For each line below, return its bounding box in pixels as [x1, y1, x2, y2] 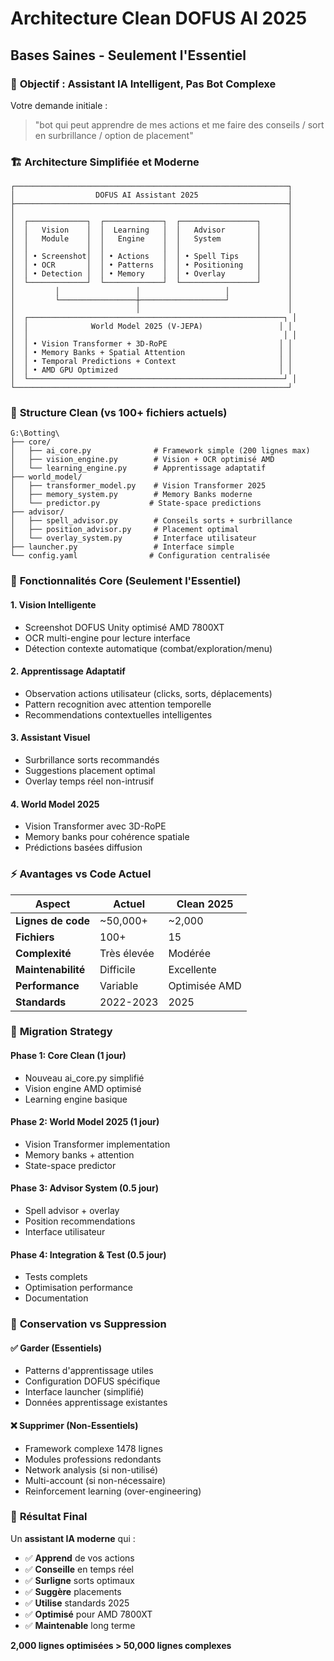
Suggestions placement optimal [24, 765, 156, 776]
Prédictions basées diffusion [24, 842, 143, 854]
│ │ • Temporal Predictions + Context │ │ [10, 357, 293, 367]
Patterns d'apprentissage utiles [24, 1365, 154, 1377]
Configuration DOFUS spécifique [24, 1375, 161, 1387]
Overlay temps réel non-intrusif [24, 775, 155, 787]
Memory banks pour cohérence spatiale [24, 831, 190, 843]
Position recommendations [24, 1215, 136, 1227]
